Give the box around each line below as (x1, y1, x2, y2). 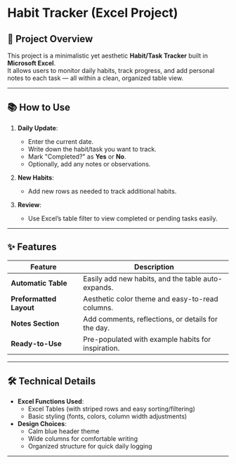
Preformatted (11, 293, 57, 303)
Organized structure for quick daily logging (27, 442, 152, 451)
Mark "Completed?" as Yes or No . (27, 152, 126, 161)
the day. (83, 323, 110, 333)
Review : (17, 200, 42, 208)
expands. (83, 282, 114, 292)
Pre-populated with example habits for (83, 334, 211, 344)
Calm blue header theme (27, 427, 100, 436)
